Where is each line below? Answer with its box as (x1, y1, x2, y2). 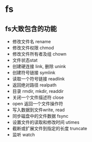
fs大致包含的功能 (5, 24, 57, 33)
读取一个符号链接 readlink (12, 76, 65, 81)
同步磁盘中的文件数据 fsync (12, 113, 69, 119)
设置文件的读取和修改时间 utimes (12, 119, 80, 125)
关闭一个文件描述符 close (12, 94, 64, 100)
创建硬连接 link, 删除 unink (12, 64, 66, 69)
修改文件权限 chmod (12, 45, 54, 51)
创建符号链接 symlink (12, 70, 55, 75)
